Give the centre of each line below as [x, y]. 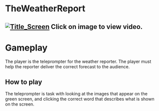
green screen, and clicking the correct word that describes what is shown [80, 99]
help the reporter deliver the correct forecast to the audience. [67, 66]
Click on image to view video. [97, 27]
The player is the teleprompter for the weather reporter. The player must [78, 61]
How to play [24, 82]
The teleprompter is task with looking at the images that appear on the [76, 94]
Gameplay [26, 48]
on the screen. [20, 104]
